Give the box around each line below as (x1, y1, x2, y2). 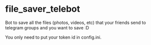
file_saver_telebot (5, 3, 80, 15)
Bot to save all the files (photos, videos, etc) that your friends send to (5, 20, 146, 25)
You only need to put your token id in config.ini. (5, 34, 101, 40)
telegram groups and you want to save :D (5, 24, 89, 30)
